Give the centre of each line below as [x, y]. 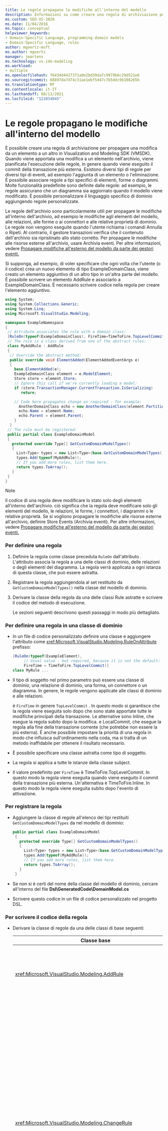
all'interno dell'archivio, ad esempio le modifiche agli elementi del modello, [82, 217]
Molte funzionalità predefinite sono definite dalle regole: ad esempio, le [78, 185]
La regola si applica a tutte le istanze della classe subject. [71, 762]
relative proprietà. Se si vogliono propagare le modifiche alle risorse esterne [83, 517]
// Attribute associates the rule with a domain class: [67, 332]
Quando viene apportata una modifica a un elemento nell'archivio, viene [79, 159]
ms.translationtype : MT [30, 84]
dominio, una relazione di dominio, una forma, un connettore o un [80, 685]
